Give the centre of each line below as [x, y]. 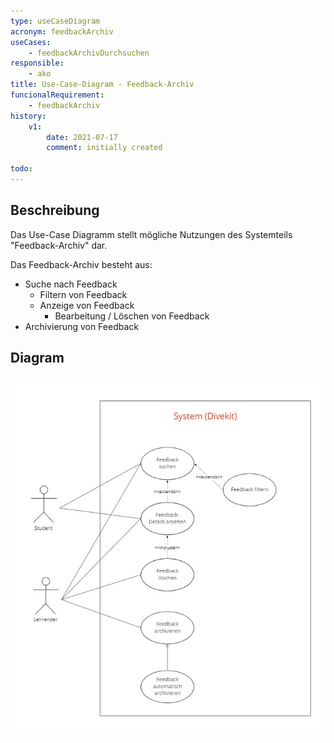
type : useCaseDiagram [55, 21]
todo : [21, 169]
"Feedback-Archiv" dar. [59, 245]
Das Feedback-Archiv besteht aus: [81, 264]
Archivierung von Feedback [81, 326]
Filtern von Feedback [83, 294]
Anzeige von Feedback [87, 305]
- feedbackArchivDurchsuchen [89, 53]
